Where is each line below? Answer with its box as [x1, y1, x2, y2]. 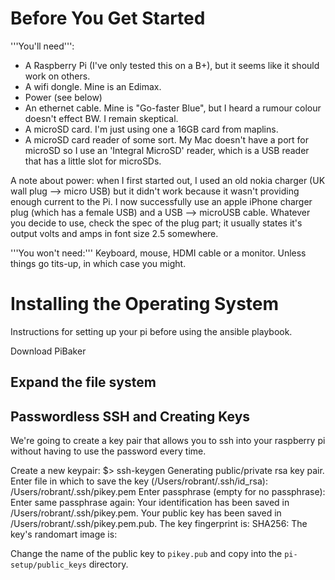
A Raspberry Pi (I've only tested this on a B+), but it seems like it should [24, 59, 320, 71]
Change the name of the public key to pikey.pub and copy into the [10, 548, 283, 560]
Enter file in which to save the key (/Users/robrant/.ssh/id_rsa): [10, 475, 268, 487]
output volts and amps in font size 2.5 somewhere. [10, 227, 219, 239]
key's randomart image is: [10, 528, 118, 541]
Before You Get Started [10, 7, 206, 30]
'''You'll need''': [10, 40, 75, 52]
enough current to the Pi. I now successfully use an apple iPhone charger [10, 195, 313, 207]
